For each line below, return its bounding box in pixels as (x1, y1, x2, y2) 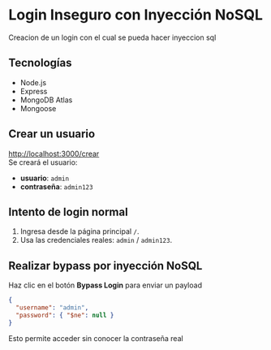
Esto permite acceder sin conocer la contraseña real (8, 333, 184, 343)
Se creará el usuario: (8, 157, 78, 167)
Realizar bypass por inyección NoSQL (8, 258, 203, 273)
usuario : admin (19, 173, 70, 183)
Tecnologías (8, 56, 72, 70)
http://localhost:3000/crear (8, 149, 100, 158)
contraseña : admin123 (19, 181, 93, 192)
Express (19, 86, 48, 96)
